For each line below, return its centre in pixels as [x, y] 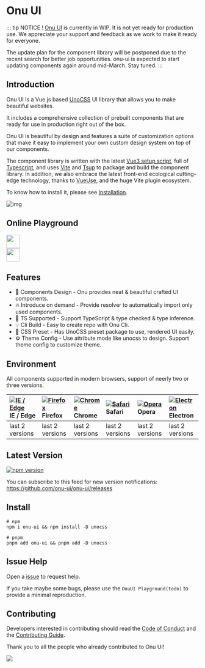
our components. [28, 149]
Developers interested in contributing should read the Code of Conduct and [101, 629]
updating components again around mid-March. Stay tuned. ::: [85, 65]
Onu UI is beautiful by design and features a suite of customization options [100, 136]
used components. [39, 312]
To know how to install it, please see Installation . [67, 192]
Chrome [85, 416]
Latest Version [34, 455]
